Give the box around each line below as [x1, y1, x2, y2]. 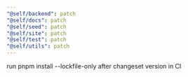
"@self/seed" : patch [6, 23, 67, 30]
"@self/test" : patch [6, 36, 67, 43]
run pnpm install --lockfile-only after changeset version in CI [6, 62, 182, 70]
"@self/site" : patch [6, 29, 67, 37]
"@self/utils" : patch [6, 43, 70, 50]
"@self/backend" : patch [6, 10, 76, 17]
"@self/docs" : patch [6, 17, 67, 24]
